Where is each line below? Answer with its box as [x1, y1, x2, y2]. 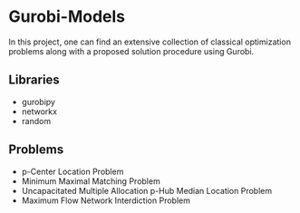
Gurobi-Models [8, 6, 126, 27]
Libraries [8, 73, 60, 88]
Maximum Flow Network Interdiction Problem [21, 195, 191, 206]
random [21, 115, 52, 126]
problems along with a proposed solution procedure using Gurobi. [8, 45, 255, 56]
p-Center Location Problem [21, 166, 124, 177]
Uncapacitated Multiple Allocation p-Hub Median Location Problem [21, 185, 273, 196]
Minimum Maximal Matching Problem [21, 175, 160, 187]
